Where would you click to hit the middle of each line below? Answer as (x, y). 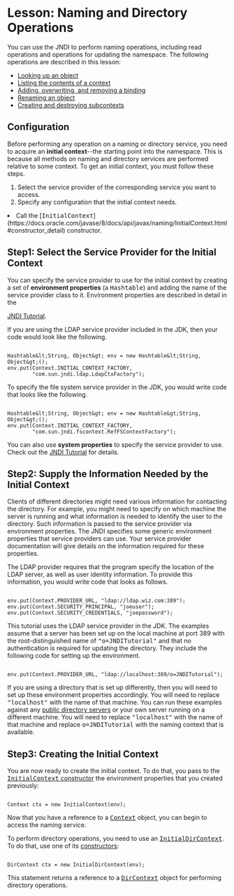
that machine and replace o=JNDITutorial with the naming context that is (116, 725)
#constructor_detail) (36, 230)
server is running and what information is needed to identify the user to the (115, 516)
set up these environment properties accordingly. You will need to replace (114, 695)
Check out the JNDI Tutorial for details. (63, 452)
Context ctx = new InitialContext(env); (67, 805)
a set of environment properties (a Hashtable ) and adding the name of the (117, 287)
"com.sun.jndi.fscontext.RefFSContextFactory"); (104, 432)
